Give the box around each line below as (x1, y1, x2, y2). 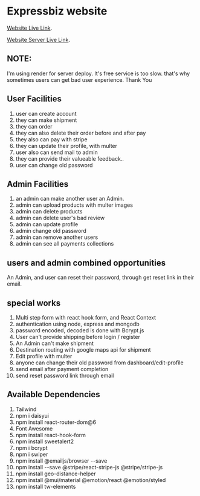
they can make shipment (15, 116, 77, 124)
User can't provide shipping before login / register (15, 333, 141, 340)
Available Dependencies (7, 389, 100, 400)
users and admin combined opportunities (7, 258, 166, 268)
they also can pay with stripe (15, 135, 88, 143)
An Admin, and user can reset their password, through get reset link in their (7, 274, 195, 281)
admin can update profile (15, 221, 79, 228)
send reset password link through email (15, 372, 114, 379)
